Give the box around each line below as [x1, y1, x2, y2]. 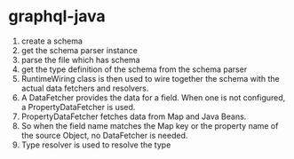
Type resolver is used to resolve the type [20, 139, 171, 150]
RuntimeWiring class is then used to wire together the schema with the [20, 73, 281, 83]
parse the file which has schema [20, 54, 140, 65]
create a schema [20, 36, 83, 46]
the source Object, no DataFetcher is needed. [20, 130, 188, 140]
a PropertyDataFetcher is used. [20, 101, 136, 112]
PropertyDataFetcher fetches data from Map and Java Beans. [20, 111, 247, 122]
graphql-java [8, 6, 106, 27]
